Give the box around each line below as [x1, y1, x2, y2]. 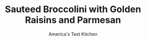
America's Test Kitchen [48, 31, 98, 37]
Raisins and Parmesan [25, 14, 121, 26]
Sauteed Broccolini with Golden [5, 4, 141, 15]
